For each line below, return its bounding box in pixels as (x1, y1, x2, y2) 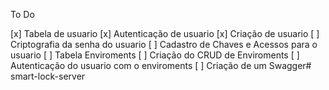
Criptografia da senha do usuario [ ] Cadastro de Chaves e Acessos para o (10, 39, 318, 50)
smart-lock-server (10, 70, 86, 82)
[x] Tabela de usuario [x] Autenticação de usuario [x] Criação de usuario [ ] (10, 28, 320, 39)
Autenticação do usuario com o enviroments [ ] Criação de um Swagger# (10, 60, 312, 71)
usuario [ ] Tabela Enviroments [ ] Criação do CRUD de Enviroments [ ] (10, 49, 300, 61)
